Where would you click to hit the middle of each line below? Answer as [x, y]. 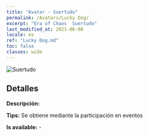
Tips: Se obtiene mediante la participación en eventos [74, 115]
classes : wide [25, 52]
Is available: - [24, 127]
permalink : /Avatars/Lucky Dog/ [48, 18]
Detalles [22, 89]
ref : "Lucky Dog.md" [33, 40]
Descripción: [23, 103]
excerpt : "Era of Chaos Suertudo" [52, 23]
